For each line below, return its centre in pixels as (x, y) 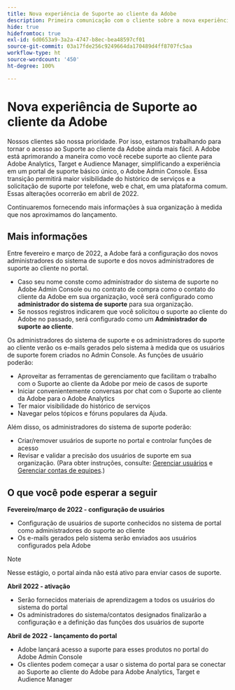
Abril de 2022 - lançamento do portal (62, 636)
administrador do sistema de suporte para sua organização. (105, 304)
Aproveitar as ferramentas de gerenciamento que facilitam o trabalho (117, 376)
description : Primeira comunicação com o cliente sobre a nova (101, 20)
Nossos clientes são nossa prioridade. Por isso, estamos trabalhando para (114, 141)
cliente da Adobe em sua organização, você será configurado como (115, 297)
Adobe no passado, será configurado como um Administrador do (112, 319)
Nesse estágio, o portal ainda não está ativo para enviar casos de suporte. (114, 573)
